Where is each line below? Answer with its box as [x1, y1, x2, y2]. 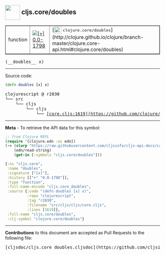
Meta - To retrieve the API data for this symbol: [5, 125, 101, 130]
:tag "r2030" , [27, 198, 56, 203]
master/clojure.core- [52, 40, 101, 47]
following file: [5, 235, 32, 241]
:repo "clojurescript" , [27, 193, 76, 198]
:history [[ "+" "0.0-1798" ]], [7, 175, 69, 180]
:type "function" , [7, 180, 45, 185]
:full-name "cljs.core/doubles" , [7, 212, 76, 217]
